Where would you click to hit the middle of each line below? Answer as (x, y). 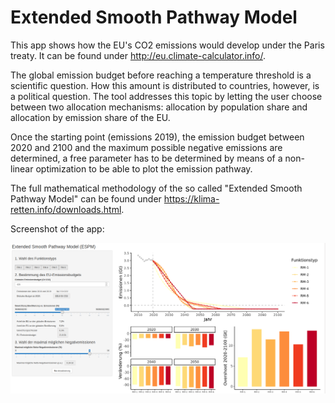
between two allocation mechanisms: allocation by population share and (159, 107)
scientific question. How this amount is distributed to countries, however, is (165, 85)
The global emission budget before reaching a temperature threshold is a (161, 75)
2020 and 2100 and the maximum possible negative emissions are (146, 147)
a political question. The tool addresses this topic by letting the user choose (166, 96)
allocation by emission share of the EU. (90, 117)
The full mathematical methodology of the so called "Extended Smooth (156, 188)
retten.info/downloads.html (66, 209)
